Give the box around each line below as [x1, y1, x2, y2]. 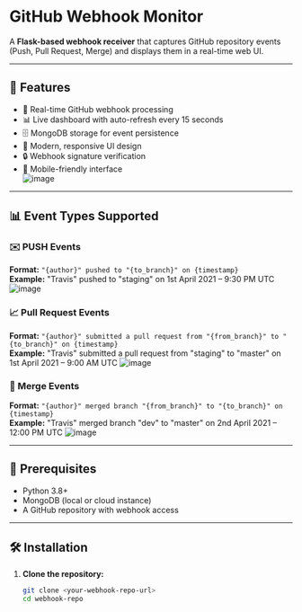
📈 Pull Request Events [9, 306, 110, 319]
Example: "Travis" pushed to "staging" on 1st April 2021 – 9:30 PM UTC [9, 274, 275, 285]
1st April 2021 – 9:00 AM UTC [9, 357, 119, 368]
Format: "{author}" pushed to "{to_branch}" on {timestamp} [9, 264, 239, 275]
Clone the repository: [22, 568, 104, 579]
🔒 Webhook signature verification [22, 150, 147, 161]
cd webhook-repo [22, 594, 84, 603]
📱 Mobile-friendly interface [22, 164, 123, 174]
